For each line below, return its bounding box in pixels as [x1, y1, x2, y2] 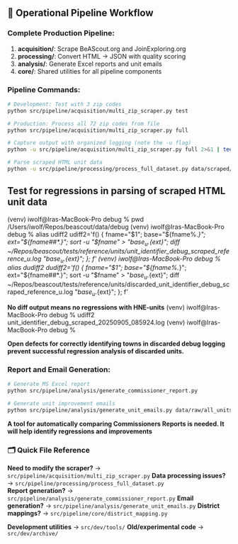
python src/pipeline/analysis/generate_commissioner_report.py [7, 387, 198, 395]
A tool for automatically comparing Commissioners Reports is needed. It [7, 419, 225, 428]
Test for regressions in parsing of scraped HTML [7, 185, 226, 197]
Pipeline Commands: [7, 84, 81, 94]
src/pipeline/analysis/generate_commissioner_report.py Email [7, 494, 194, 503]
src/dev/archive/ [7, 531, 59, 538]
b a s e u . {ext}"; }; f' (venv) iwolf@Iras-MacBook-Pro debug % [45, 254, 221, 264]
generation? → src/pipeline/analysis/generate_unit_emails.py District [7, 501, 220, 510]
